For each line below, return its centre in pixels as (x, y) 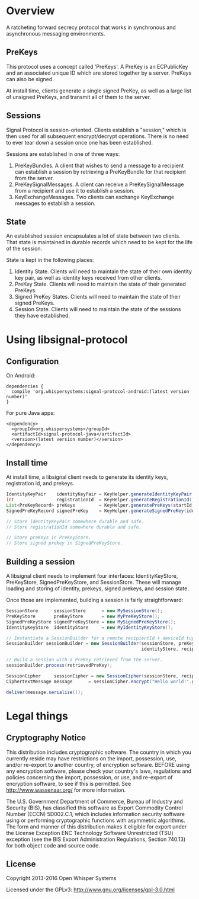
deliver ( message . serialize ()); (45, 692)
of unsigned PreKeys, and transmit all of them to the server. (78, 97)
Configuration (33, 361)
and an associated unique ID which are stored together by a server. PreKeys (99, 73)
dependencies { (25, 386)
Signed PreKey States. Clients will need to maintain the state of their (97, 297)
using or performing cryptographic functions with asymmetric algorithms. (96, 820)
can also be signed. (30, 79)
